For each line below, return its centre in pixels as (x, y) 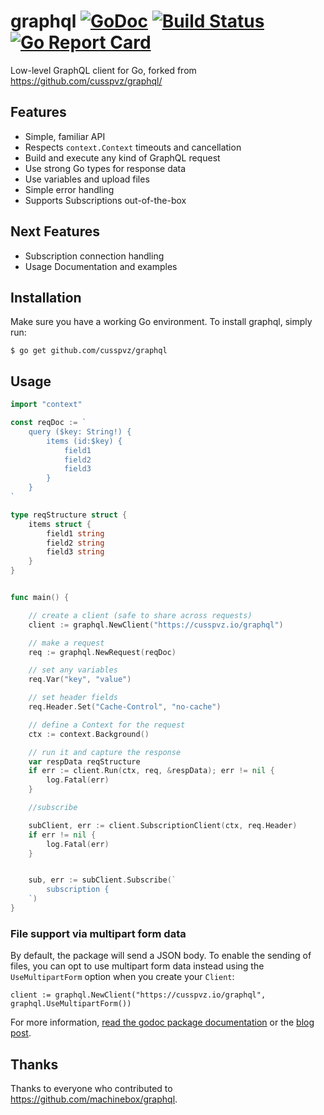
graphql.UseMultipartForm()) (71, 1004)
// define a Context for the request (107, 725)
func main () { (40, 598)
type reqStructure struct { (69, 515)
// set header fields (73, 698)
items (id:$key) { (84, 441)
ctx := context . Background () (89, 734)
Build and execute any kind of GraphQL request (122, 157)
